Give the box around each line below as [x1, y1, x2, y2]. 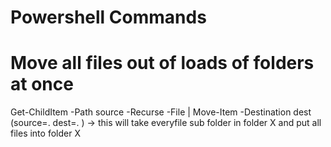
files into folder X [10, 127, 81, 140]
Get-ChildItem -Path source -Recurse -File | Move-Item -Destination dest [10, 106, 312, 118]
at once [10, 73, 74, 96]
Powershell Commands [10, 6, 207, 29]
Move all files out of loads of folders [10, 52, 315, 75]
